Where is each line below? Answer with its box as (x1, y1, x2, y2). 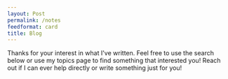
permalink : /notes (7, 17, 61, 24)
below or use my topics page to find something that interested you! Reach (7, 57, 221, 65)
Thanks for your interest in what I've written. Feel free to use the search (7, 49, 214, 57)
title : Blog (7, 29, 42, 37)
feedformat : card (7, 23, 58, 30)
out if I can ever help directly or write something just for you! (7, 64, 182, 72)
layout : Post (7, 10, 46, 17)
